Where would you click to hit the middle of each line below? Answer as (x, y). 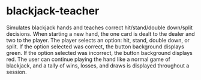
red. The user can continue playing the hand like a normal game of (88, 59)
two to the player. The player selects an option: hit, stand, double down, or (98, 40)
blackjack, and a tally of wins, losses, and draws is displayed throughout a (98, 65)
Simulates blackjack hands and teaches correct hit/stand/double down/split (100, 27)
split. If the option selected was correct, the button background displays (95, 47)
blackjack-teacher (53, 11)
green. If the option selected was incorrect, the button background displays (100, 53)
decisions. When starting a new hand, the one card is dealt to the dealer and (100, 33)
